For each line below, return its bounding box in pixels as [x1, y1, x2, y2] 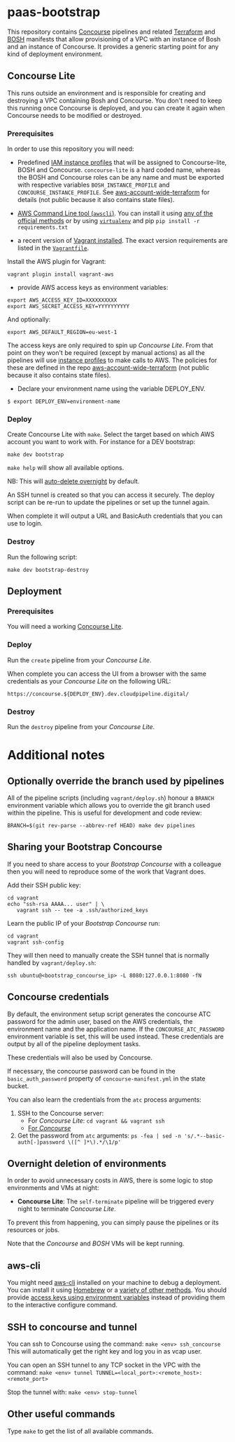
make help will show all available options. [7, 464, 124, 472]
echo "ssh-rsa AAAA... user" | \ [7, 900, 105, 907]
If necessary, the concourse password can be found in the [7, 1067, 176, 1075]
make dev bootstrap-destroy [7, 566, 90, 573]
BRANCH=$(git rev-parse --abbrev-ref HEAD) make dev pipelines [7, 822, 196, 829]
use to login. [7, 519, 43, 528]
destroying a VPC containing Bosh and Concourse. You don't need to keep [7, 96, 222, 105]
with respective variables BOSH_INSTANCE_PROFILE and [17, 180, 170, 189]
